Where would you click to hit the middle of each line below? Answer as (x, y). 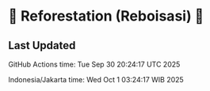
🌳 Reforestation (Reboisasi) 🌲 (106, 16)
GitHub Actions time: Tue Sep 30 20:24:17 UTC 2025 (94, 64)
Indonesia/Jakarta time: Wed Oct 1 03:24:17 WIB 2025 (96, 80)
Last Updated (42, 45)
